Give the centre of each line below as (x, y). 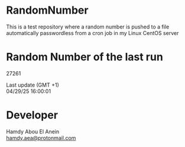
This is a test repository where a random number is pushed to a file (88, 27)
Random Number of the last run (85, 57)
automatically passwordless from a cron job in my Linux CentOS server (92, 33)
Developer (32, 115)
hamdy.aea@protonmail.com (41, 138)
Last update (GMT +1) (33, 85)
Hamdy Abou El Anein (33, 132)
